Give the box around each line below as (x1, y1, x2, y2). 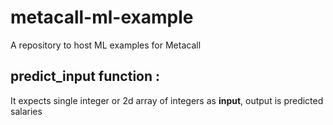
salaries (10, 105, 43, 117)
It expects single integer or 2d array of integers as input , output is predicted (10, 94, 324, 106)
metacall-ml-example (10, 6, 194, 29)
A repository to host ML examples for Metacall (10, 39, 202, 51)
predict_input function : (10, 68, 161, 85)
